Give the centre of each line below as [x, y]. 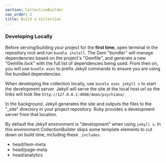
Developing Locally [29, 36]
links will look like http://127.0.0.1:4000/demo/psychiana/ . [66, 94]
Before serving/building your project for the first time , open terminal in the [82, 47]
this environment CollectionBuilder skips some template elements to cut [79, 129]
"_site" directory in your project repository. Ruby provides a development [80, 109]
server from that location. [31, 114]
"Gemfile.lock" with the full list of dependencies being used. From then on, [82, 63]
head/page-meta [30, 150]
